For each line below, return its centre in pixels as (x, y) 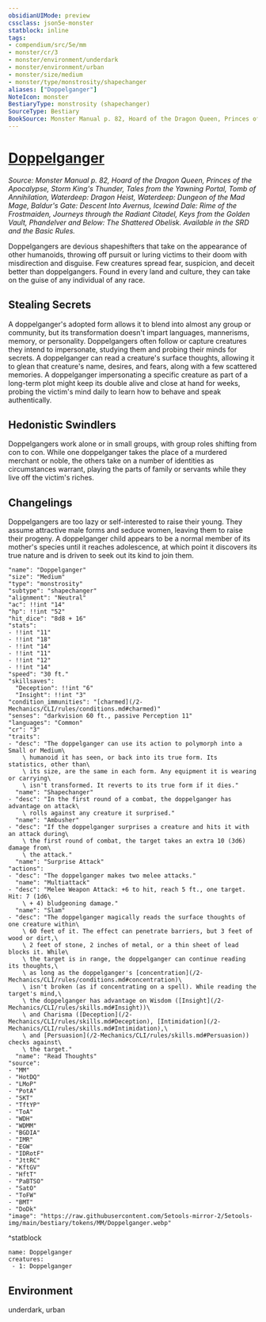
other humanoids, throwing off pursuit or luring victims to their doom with (128, 254)
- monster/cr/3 (33, 52)
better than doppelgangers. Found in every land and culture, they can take (129, 272)
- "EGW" (21, 1147)
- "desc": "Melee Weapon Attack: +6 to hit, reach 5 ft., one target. (127, 890)
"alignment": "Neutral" (47, 598)
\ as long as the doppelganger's (78, 973)
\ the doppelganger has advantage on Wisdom (97, 1001)
